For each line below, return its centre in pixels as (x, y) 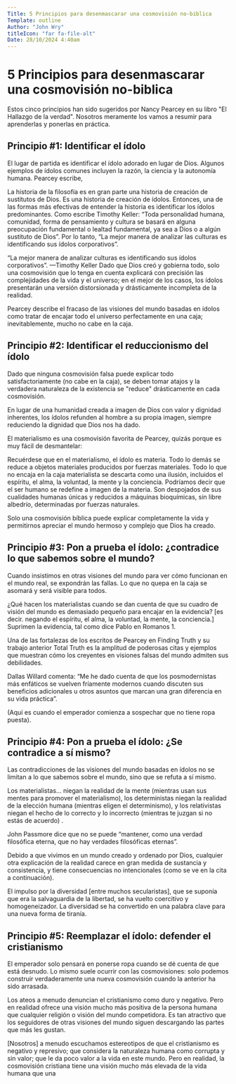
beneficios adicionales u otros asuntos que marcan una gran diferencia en (114, 691)
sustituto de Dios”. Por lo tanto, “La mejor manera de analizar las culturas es (117, 236)
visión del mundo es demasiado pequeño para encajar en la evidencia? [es (115, 611)
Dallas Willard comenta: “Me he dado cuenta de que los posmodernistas (112, 676)
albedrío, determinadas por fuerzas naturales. (74, 504)
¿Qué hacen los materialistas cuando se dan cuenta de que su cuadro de (113, 604)
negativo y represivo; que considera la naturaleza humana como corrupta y (116, 1051)
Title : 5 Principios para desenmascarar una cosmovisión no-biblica (110, 14)
